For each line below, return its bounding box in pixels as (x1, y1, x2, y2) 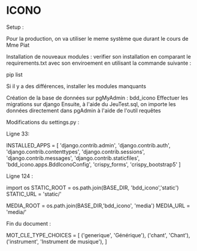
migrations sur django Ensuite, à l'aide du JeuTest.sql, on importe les (6, 100, 176, 108)
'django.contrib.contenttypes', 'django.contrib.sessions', (6, 148, 146, 155)
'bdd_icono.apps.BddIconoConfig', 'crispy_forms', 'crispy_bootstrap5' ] (6, 161, 181, 168)
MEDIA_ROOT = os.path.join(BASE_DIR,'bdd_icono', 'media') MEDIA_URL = (6, 202, 190, 209)
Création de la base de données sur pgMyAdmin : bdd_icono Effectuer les (6, 94, 189, 101)
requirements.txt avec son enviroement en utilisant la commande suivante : (6, 59, 192, 66)
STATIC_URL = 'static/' (6, 190, 62, 198)
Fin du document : (6, 220, 51, 227)
